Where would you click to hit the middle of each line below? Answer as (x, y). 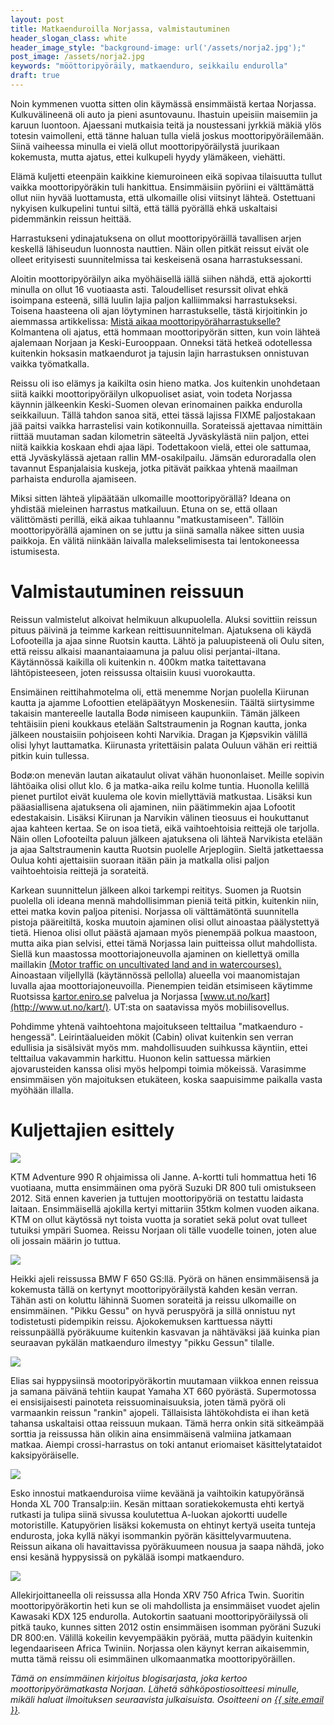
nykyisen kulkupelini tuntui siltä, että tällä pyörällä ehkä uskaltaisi (144, 208)
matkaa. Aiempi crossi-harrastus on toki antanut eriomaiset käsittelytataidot (166, 1444)
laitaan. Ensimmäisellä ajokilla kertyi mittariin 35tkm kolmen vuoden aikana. (165, 1208)
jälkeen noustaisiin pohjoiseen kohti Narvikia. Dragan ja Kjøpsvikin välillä (159, 734)
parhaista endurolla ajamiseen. (73, 478)
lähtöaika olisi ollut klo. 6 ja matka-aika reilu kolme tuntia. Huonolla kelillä (160, 785)
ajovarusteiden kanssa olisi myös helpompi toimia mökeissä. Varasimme (158, 1068)
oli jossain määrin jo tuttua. (66, 1240)
